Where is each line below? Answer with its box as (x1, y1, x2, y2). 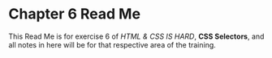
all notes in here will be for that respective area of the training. (8, 39, 217, 49)
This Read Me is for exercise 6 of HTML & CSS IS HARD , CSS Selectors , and (8, 31, 265, 41)
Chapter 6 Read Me (8, 5, 140, 23)
